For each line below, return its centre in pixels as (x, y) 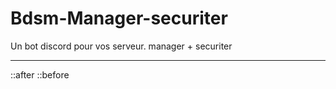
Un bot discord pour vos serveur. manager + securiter (121, 46)
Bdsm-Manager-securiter (119, 18)
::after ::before (40, 74)
